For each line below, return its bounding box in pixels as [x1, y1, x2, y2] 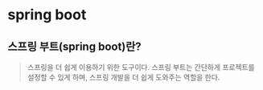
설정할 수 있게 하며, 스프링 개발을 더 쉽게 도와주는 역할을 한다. [27, 72, 220, 82]
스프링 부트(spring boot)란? [7, 39, 142, 53]
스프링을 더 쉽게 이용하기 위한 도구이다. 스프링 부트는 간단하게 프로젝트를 [27, 63, 255, 72]
